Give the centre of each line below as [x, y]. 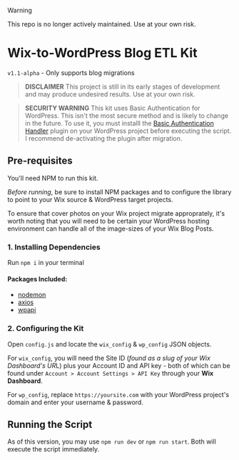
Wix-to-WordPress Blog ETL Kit [102, 53]
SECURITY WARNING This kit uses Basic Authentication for [112, 108]
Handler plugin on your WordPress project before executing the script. [128, 131]
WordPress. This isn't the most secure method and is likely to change [127, 115]
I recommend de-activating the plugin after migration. [103, 138]
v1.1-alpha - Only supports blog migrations [71, 72]
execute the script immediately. [54, 449]
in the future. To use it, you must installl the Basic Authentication [119, 123]
